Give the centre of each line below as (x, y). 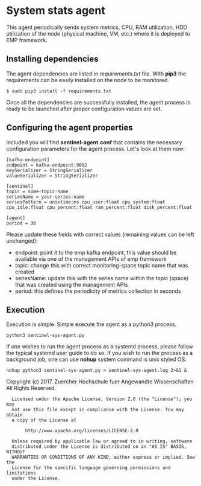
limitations (21, 473)
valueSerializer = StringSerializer (52, 176)
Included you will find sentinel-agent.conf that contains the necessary (94, 142)
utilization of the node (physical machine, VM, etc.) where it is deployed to (98, 33)
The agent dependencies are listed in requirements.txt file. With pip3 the (96, 74)
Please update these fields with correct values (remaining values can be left (100, 234)
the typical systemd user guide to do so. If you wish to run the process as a (100, 353)
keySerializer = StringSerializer (50, 170)
